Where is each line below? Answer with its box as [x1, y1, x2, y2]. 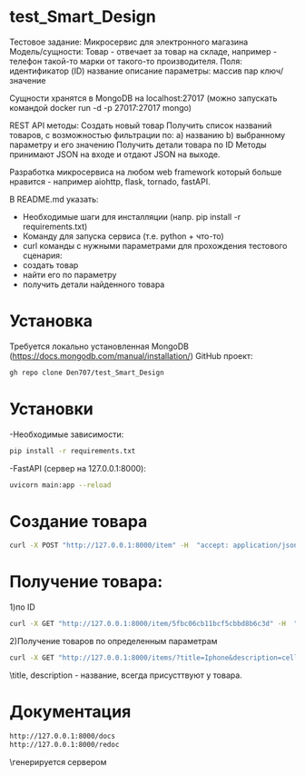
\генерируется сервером [9, 756, 107, 767]
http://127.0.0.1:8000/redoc [9, 740, 120, 749]
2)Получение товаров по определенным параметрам [9, 636, 218, 647]
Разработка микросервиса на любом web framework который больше [9, 166, 282, 177]
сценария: [22, 250, 63, 261]
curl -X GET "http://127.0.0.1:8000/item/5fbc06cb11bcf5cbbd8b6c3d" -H [9, 620, 286, 629]
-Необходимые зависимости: [9, 429, 124, 440]
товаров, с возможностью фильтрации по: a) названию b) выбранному [9, 129, 286, 140]
